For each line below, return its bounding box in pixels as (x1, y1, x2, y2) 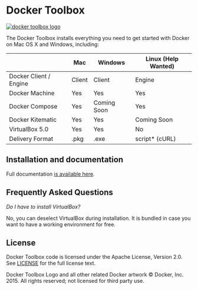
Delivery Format (9, 134, 54, 143)
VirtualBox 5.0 (9, 125, 49, 133)
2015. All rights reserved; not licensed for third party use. (6, 278, 144, 285)
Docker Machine (9, 89, 55, 97)
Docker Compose (9, 102, 58, 110)
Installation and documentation (6, 154, 124, 165)
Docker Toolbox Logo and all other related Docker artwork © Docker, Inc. (6, 271, 184, 278)
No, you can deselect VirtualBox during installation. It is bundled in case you (6, 215, 191, 222)
